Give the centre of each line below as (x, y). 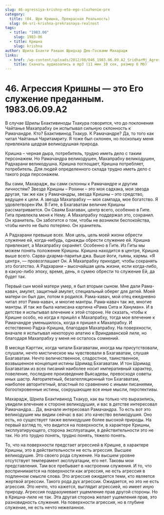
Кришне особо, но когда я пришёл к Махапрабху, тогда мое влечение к (80, 317)
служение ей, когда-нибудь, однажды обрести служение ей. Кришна (78, 240)
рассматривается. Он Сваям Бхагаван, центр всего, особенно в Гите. (78, 210)
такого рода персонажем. (32, 174)
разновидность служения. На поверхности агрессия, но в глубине (75, 502)
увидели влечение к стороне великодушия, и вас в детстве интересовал (81, 404)
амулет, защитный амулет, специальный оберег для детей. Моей (87, 291)
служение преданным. (54, 99)
